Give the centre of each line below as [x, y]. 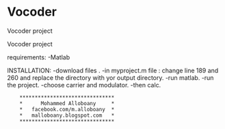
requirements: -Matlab [39, 57]
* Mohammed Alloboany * [67, 103]
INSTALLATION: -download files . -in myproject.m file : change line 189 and [113, 70]
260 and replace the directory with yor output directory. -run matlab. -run [110, 77]
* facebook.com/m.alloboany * [67, 109]
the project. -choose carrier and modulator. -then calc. [84, 85]
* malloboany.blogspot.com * [67, 115]
